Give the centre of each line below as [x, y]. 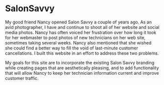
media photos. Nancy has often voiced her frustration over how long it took [81, 32]
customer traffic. [22, 78]
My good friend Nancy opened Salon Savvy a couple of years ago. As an [78, 22]
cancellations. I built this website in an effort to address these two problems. [82, 53]
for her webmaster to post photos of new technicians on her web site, [75, 38]
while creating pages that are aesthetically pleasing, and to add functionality [82, 68]
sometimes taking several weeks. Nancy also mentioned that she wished [78, 42]
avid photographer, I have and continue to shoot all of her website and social [82, 27]
